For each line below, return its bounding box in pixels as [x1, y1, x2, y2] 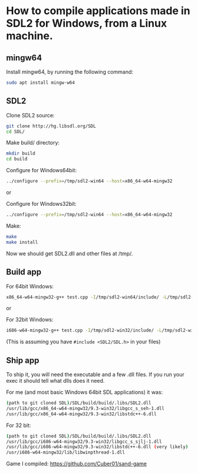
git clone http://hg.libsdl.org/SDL [6, 123, 96, 129]
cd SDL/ [6, 129, 25, 134]
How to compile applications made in [6, 4, 190, 18]
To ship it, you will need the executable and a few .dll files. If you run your [6, 371, 184, 378]
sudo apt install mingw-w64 [6, 80, 75, 86]
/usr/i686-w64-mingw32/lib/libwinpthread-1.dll [6, 449, 126, 455]
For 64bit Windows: [6, 283, 54, 290]
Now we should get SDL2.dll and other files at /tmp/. [6, 249, 133, 257]
